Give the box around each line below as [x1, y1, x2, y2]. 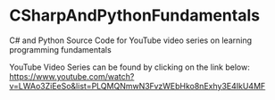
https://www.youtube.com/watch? [9, 71, 135, 81]
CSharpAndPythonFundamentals [9, 5, 261, 26]
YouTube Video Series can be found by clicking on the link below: [9, 62, 250, 72]
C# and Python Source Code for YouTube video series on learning [9, 35, 253, 46]
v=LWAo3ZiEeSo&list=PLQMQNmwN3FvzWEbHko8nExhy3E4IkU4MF [9, 80, 266, 91]
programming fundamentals [9, 44, 112, 54]
